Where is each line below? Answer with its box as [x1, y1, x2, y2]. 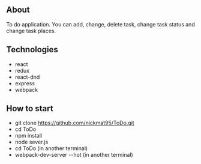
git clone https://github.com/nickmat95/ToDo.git [14, 120, 134, 127]
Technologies [6, 44, 59, 55]
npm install [14, 132, 43, 139]
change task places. [6, 27, 56, 34]
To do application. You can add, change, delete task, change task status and [6, 20, 195, 28]
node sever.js [14, 138, 49, 146]
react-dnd [14, 73, 40, 80]
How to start [6, 103, 53, 114]
